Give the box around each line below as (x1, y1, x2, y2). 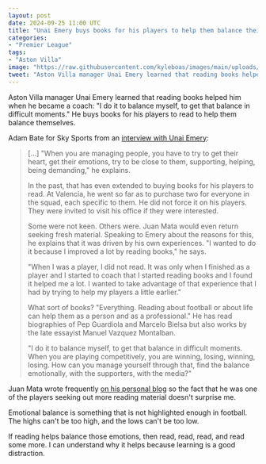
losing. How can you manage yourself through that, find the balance (27, 360, 250, 370)
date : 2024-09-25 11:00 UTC (8, 19, 101, 27)
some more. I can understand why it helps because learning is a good (8, 439, 236, 449)
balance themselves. (8, 117, 76, 127)
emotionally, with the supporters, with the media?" (27, 368, 192, 378)
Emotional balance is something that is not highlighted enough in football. (8, 408, 248, 417)
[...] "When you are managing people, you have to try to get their (27, 148, 239, 158)
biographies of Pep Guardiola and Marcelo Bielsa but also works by (27, 319, 247, 329)
